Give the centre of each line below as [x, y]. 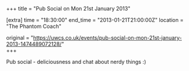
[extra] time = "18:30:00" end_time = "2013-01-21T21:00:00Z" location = [95, 20]
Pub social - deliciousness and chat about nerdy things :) [76, 62]
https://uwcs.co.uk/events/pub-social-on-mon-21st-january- [108, 38]
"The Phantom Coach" [34, 26]
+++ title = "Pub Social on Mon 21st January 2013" [68, 9]
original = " [20, 38]
